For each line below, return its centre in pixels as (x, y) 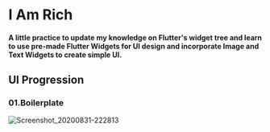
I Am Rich (41, 15)
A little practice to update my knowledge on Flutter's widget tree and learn (135, 37)
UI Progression (46, 80)
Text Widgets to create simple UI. (65, 55)
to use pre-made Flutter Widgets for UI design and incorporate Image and (134, 46)
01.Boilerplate (36, 103)
